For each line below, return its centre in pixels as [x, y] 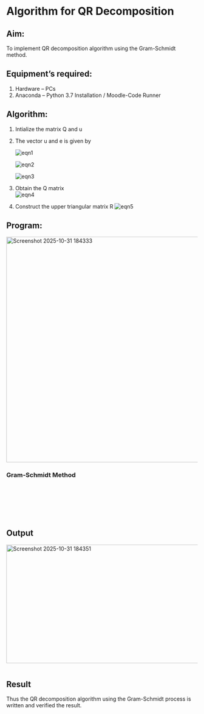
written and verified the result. [44, 705]
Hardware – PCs [35, 88]
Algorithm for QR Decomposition [90, 11]
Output [20, 533]
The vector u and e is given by [53, 141]
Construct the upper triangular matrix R [64, 206]
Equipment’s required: [49, 74]
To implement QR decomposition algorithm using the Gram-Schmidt [91, 48]
